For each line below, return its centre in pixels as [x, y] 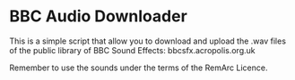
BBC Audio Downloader [99, 16]
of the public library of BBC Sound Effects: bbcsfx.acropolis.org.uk [132, 50]
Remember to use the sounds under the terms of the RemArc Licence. [139, 68]
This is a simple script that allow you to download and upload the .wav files [148, 41]
